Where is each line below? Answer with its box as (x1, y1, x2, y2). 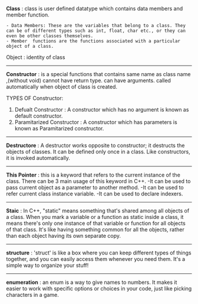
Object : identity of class (6, 54, 65, 61)
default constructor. (14, 112, 63, 119)
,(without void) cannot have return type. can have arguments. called (6, 77, 171, 84)
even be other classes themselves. (6, 33, 94, 39)
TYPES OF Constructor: (6, 94, 64, 102)
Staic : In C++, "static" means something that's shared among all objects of (6, 207, 190, 214)
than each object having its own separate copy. (6, 233, 121, 239)
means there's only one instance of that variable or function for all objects (6, 220, 186, 227)
